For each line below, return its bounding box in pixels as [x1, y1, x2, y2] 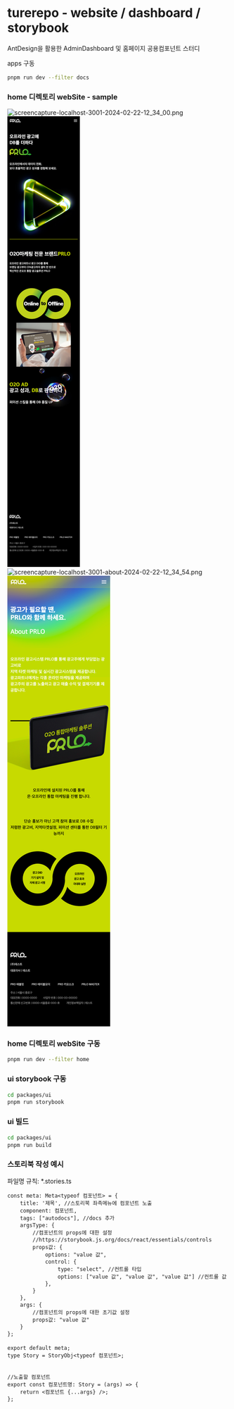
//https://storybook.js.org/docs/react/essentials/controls [32, 1236, 212, 1244]
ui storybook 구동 [7, 1074, 67, 1084]
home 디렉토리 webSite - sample [7, 92, 118, 101]
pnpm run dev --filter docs [7, 74, 90, 81]
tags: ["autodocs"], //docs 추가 [20, 1215, 115, 1222]
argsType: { [20, 1222, 55, 1229]
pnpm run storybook [7, 1098, 65, 1106]
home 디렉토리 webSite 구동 [7, 1039, 100, 1048]
